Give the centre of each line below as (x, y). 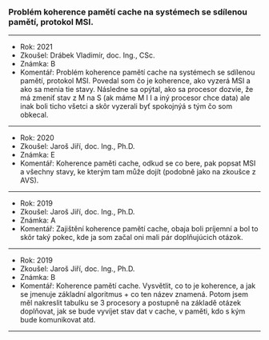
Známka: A (38, 220)
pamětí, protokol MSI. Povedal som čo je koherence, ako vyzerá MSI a (135, 81)
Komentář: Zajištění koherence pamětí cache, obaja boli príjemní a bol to (139, 229)
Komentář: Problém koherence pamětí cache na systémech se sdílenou (137, 72)
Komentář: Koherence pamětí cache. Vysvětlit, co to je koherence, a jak (138, 286)
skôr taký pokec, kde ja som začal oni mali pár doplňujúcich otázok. (131, 238)
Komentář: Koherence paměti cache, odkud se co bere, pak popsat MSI (138, 163)
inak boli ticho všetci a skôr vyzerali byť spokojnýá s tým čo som (126, 106)
